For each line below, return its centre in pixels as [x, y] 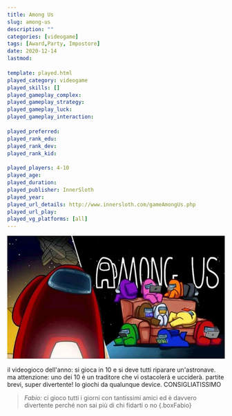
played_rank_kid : [32, 153]
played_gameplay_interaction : [51, 117]
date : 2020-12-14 [32, 51]
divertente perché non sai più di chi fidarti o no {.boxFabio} [108, 405]
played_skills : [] [33, 88]
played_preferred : [33, 132]
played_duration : [32, 183]
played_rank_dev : [32, 146]
